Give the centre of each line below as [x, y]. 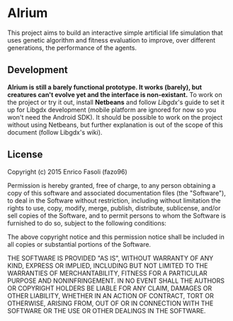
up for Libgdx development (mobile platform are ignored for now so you [112, 109]
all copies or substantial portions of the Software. [79, 244]
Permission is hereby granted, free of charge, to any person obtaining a [112, 185]
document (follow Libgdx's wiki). [55, 132]
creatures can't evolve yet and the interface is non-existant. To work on [115, 94]
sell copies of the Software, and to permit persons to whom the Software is [117, 215]
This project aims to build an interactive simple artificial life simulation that [115, 33]
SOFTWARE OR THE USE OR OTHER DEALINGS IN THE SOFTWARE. [107, 310]
